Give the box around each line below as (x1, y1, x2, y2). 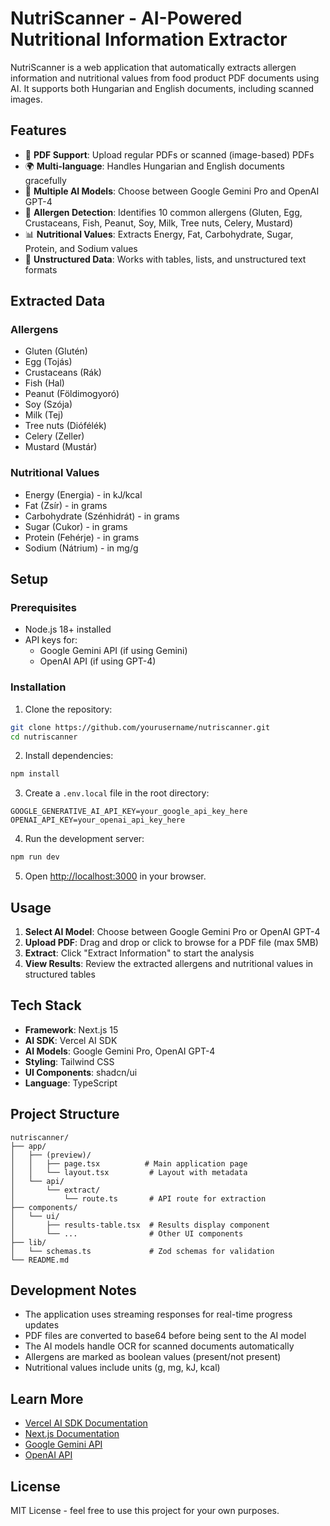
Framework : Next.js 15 (24, 1023, 119, 1036)
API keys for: (24, 634, 78, 646)
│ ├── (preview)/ (10, 1150, 92, 1160)
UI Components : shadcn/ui (24, 1066, 138, 1078)
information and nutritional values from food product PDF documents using (10, 72, 320, 84)
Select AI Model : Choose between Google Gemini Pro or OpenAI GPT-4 (24, 926, 321, 938)
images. (10, 93, 43, 105)
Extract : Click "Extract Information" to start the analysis (24, 947, 255, 959)
